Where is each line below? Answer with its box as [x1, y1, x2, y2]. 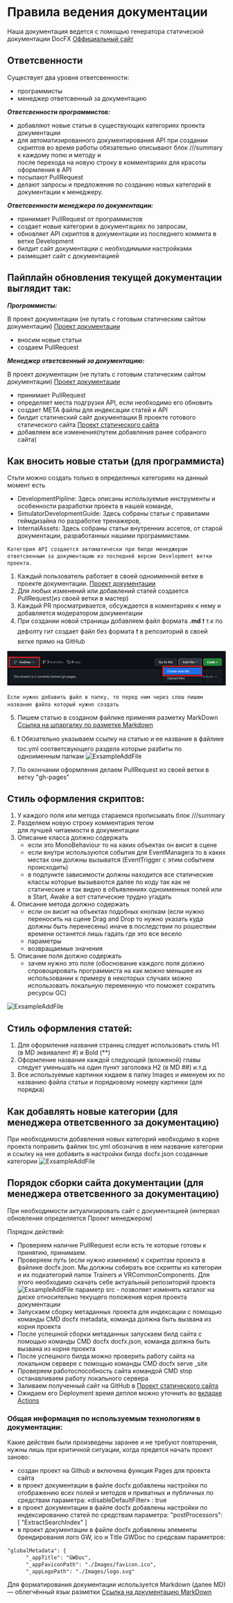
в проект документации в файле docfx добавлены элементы [17, 1526, 198, 1534]
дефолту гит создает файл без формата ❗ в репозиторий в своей [17, 627, 208, 635]
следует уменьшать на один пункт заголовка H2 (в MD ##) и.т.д [17, 1063, 207, 1072]
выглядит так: [7, 283, 71, 294]
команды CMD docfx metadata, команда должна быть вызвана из [17, 1315, 212, 1323]
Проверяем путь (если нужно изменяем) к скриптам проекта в [17, 1256, 206, 1264]
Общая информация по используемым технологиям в [7, 1414, 201, 1423]
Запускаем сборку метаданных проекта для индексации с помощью [17, 1307, 222, 1316]
